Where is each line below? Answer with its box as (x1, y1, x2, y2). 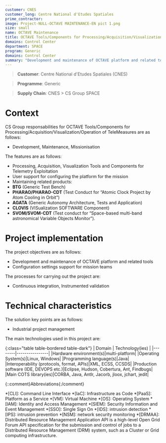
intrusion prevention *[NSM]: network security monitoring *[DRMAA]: (17, 411, 160, 417)
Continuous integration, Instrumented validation (12, 283, 110, 289)
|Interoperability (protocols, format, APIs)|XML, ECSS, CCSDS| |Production (5, 361, 157, 367)
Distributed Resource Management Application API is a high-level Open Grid (5, 417, 160, 423)
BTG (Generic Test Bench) (12, 184, 66, 190)
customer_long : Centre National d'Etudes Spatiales (5, 12, 114, 17)
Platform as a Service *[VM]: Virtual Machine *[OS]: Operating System (5, 396, 150, 402)
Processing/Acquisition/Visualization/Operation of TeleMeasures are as (5, 129, 150, 135)
